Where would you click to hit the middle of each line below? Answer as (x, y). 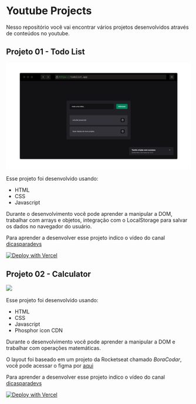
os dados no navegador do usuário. (49, 226)
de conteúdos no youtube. (38, 33)
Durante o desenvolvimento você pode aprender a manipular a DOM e (91, 342)
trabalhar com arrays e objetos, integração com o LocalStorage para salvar (97, 220)
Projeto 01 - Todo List (45, 52)
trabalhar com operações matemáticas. (54, 348)
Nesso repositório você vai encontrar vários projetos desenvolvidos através (97, 27)
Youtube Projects (49, 11)
